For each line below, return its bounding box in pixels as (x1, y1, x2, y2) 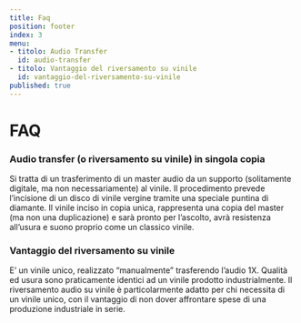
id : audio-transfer (17, 56, 92, 65)
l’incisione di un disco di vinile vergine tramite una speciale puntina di (9, 193, 269, 204)
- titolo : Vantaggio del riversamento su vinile (9, 65, 197, 74)
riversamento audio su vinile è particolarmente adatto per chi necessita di (9, 284, 285, 296)
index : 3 (9, 30, 43, 39)
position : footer (9, 22, 75, 31)
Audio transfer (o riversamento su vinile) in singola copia (9, 152, 266, 165)
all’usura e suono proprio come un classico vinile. (9, 222, 195, 233)
